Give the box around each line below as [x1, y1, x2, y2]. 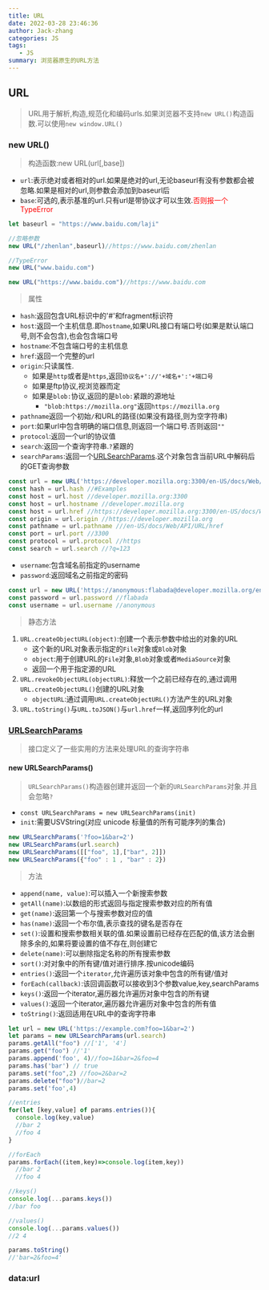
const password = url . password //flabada [8, 593, 149, 602]
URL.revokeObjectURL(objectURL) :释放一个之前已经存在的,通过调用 [19, 673, 238, 683]
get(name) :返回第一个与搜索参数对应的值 [19, 908, 154, 918]
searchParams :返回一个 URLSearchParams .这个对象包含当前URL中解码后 [19, 451, 255, 462]
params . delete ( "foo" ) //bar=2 [8, 1076, 106, 1084]
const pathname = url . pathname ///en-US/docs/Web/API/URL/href [8, 523, 224, 531]
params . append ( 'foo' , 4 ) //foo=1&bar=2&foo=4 [8, 1055, 159, 1063]
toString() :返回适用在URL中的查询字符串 [19, 1008, 156, 1018]
